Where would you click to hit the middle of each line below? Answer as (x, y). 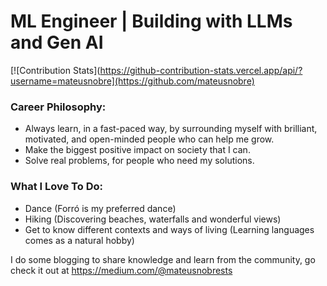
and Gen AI (57, 42)
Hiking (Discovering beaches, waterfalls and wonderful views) (153, 219)
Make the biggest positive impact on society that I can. (137, 150)
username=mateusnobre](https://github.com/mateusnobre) (132, 81)
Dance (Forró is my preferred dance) (100, 208)
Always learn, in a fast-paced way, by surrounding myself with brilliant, (171, 129)
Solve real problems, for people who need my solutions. (139, 161)
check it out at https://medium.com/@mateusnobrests (121, 270)
